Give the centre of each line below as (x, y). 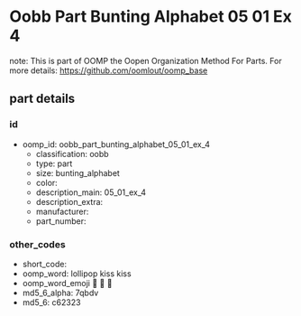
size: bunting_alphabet (78, 172)
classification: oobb (73, 153)
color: (47, 182)
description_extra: (69, 201)
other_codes (37, 244)
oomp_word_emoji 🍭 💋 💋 (67, 283)
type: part (54, 163)
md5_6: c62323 (51, 302)
